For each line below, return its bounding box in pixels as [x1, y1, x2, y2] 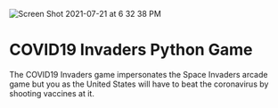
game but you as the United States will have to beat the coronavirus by [9, 79, 269, 89]
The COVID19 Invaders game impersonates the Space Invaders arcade [9, 69, 268, 79]
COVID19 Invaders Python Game [9, 40, 253, 60]
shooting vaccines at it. [9, 87, 95, 98]
